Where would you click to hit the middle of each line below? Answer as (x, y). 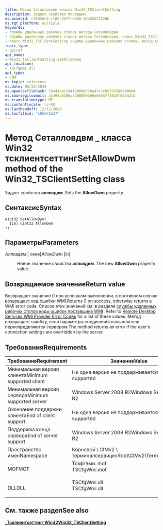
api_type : (15, 73)
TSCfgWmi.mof (90, 469)
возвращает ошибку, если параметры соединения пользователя (72, 322)
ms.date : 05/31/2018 (26, 86)
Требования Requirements (46, 347)
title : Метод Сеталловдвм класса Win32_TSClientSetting (63, 9)
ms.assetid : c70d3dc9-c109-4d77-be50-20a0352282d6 (57, 18)
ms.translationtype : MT (29, 100)
